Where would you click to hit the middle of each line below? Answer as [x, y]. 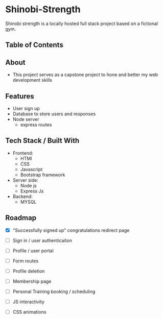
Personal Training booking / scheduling [54, 291]
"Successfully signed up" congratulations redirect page [71, 230]
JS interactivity [29, 302]
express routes [36, 125]
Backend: [23, 196]
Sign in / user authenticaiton [42, 240]
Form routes [26, 261]
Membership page [32, 281]
